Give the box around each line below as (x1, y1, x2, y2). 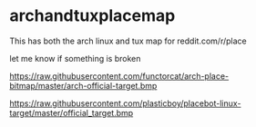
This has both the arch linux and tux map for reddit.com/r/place (9, 35, 248, 46)
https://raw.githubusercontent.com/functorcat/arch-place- (9, 70, 230, 82)
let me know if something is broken (9, 53, 141, 63)
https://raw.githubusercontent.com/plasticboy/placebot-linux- (9, 97, 241, 109)
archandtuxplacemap (9, 5, 176, 26)
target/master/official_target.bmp (9, 107, 134, 118)
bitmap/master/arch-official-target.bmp (9, 80, 158, 91)
